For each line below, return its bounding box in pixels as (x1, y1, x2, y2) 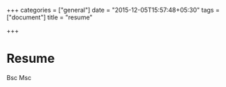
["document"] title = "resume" (6, 13, 93, 21)
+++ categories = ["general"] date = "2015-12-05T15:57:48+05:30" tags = (6, 6, 220, 14)
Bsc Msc (6, 73, 32, 81)
